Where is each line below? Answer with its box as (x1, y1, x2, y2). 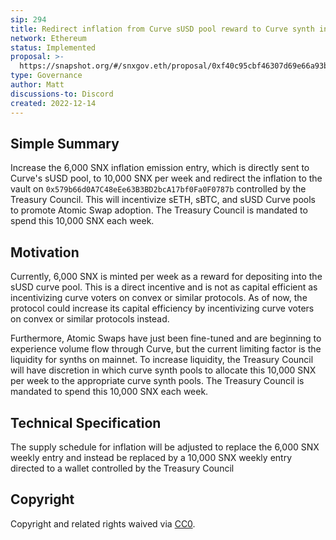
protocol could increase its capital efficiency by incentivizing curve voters (10, 302, 315, 315)
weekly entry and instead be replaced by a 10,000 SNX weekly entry (10, 451, 293, 463)
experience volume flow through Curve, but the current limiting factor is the (10, 343, 322, 355)
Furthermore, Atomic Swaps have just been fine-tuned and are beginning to (10, 332, 322, 345)
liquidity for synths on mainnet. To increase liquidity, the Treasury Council (10, 354, 314, 366)
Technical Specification (10, 414, 162, 431)
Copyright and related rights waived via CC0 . (10, 517, 196, 530)
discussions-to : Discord (10, 89, 114, 99)
